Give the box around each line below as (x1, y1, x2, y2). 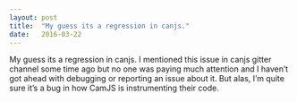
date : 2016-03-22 (9, 30, 82, 38)
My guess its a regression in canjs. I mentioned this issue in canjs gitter (9, 55, 272, 65)
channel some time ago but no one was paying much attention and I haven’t (9, 64, 289, 74)
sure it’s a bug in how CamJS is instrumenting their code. (9, 82, 219, 94)
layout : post (9, 13, 58, 22)
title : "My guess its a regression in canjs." (9, 21, 191, 30)
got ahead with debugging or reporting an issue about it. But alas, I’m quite (9, 73, 284, 84)
